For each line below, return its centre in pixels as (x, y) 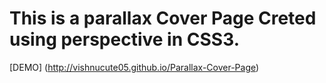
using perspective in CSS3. (124, 39)
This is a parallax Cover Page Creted (163, 18)
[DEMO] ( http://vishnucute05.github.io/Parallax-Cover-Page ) (134, 67)
